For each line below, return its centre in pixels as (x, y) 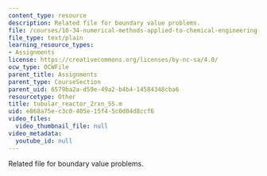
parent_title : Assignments (53, 75)
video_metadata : (35, 133)
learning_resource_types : (51, 45)
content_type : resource (48, 15)
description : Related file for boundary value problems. (104, 23)
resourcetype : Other (43, 97)
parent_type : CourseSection (55, 82)
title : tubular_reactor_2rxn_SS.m (66, 104)
